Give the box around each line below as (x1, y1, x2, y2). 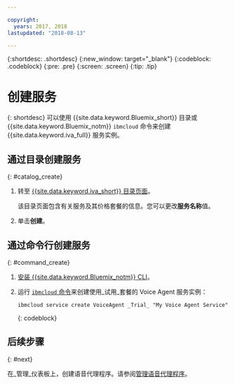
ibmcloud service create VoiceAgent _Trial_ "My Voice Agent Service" (17, 301, 229, 308)
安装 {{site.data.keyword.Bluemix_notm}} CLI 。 (17, 273, 154, 281)
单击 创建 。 (17, 217, 49, 225)
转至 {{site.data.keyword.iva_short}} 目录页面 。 (17, 187, 154, 196)
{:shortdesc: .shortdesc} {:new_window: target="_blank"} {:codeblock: (7, 55, 212, 63)
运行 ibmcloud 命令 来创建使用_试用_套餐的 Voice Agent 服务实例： (17, 287, 208, 296)
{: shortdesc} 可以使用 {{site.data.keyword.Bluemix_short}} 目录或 (7, 114, 198, 122)
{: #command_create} (7, 258, 70, 266)
